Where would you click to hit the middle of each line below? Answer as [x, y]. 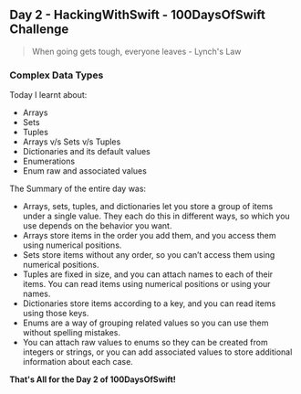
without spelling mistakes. [72, 333]
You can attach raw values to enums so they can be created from [145, 343]
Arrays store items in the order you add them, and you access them [149, 236]
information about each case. [78, 362]
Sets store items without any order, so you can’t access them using [149, 255]
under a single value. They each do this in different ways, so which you [156, 216]
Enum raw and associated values [85, 171]
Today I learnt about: [48, 95]
